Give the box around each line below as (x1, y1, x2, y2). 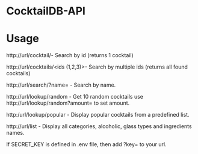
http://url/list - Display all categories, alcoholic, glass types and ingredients (6, 123, 192, 130)
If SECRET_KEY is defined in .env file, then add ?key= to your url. (6, 141, 167, 148)
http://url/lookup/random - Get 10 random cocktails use (6, 93, 143, 100)
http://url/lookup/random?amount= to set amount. (6, 99, 130, 106)
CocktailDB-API (6, 4, 86, 18)
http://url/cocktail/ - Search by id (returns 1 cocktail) (6, 52, 134, 59)
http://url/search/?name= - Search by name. (6, 81, 116, 88)
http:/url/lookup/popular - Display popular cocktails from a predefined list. (6, 111, 190, 119)
